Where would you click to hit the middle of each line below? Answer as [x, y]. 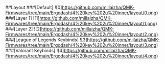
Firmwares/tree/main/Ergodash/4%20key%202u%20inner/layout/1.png [80, 23]
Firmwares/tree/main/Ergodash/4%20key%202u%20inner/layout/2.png [81, 34]
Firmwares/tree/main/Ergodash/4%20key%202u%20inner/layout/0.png [81, 13]
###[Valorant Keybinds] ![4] [35, 51]
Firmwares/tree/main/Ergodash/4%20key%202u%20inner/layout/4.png [81, 56]
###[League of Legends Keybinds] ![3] [46, 40]
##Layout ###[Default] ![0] [34, 7]
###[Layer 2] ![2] [23, 29]
